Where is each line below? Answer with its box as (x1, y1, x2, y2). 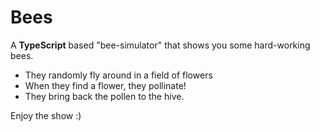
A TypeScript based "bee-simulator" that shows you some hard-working (10, 39, 311, 51)
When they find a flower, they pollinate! (24, 79, 187, 91)
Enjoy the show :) (10, 109, 82, 121)
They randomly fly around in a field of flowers (24, 69, 213, 81)
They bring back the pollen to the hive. (24, 90, 185, 102)
